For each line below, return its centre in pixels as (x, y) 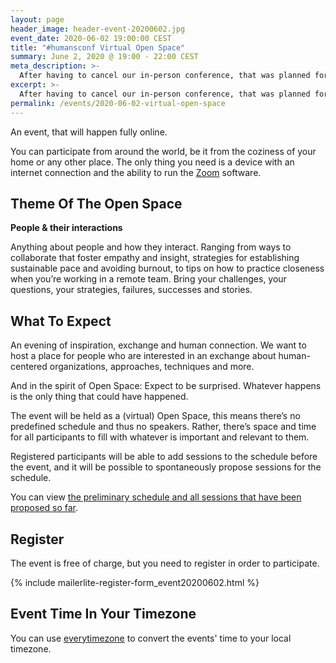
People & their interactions (66, 228)
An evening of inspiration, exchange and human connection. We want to (158, 345)
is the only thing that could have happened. (99, 397)
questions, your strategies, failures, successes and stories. (131, 290)
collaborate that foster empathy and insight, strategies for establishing (155, 258)
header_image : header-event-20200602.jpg (98, 29)
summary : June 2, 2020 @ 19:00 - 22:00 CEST (104, 57)
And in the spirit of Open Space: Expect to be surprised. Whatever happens (166, 386)
